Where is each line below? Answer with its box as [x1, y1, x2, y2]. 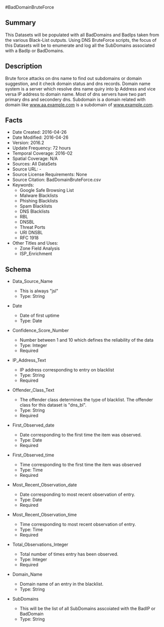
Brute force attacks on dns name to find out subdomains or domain [5, 75, 142, 81]
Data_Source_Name [12, 278, 53, 284]
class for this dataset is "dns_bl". [19, 402, 87, 408]
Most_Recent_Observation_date [12, 482, 77, 488]
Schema [5, 265, 31, 273]
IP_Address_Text [12, 358, 46, 363]
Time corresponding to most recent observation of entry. [19, 522, 136, 528]
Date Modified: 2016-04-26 [12, 134, 68, 141]
